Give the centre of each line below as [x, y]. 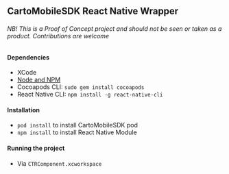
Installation [23, 110]
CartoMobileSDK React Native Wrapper [93, 11]
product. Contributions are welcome [58, 36]
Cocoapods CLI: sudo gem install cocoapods [81, 87]
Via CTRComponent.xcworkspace [59, 163]
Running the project [36, 148]
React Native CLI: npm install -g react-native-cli [90, 95]
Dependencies [28, 57]
